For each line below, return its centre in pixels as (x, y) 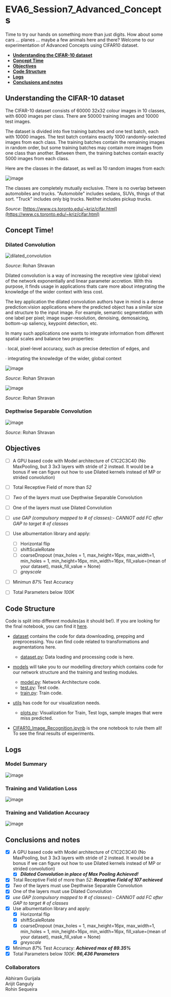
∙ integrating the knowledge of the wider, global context (64, 359)
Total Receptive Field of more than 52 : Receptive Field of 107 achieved (88, 880)
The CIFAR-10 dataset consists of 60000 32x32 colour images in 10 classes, (86, 110)
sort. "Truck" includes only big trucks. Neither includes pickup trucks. (79, 199)
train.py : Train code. (41, 693)
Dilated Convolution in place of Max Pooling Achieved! (79, 874)
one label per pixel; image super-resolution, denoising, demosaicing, (77, 318)
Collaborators (23, 967)
